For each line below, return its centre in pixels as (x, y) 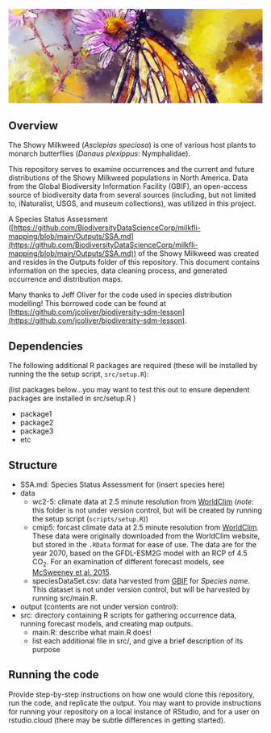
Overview (33, 126)
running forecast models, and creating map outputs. (106, 623)
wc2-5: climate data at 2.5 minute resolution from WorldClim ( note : (143, 501)
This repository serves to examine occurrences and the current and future (132, 170)
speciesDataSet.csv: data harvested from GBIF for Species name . (141, 580)
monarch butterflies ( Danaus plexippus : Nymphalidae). (100, 153)
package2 (37, 423)
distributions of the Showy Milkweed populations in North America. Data (128, 178)
